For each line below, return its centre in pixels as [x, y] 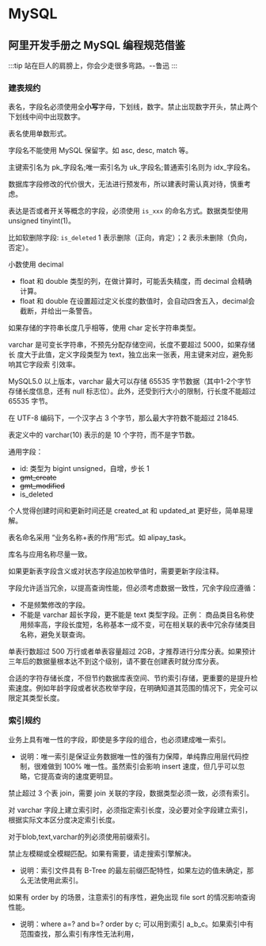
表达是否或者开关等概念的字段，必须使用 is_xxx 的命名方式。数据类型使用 [128, 211]
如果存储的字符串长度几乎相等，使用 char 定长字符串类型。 [104, 328]
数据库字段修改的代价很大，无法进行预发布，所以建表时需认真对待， [119, 184]
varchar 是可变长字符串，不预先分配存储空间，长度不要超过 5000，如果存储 [132, 345]
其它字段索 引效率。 [47, 365]
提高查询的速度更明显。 [79, 776]
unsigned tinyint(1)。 [42, 221]
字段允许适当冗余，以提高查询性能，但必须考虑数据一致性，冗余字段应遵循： [133, 588]
